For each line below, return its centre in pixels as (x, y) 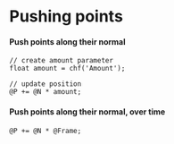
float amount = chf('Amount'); (67, 69)
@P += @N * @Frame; (46, 131)
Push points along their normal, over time (87, 111)
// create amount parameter (62, 61)
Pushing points (66, 17)
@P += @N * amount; (46, 92)
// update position (46, 84)
